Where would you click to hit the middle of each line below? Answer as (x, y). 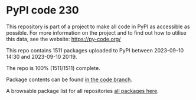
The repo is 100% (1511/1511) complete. (53, 68)
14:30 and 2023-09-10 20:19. (42, 56)
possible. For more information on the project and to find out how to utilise (97, 32)
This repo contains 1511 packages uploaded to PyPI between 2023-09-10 (95, 50)
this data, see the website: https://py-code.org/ (63, 39)
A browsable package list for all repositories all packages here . (83, 91)
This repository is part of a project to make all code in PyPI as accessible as (98, 26)
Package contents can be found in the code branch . (69, 79)
